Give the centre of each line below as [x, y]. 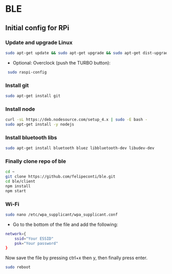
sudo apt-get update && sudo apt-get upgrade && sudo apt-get [73, 53]
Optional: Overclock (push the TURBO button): [62, 62]
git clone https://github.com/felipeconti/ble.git [60, 177]
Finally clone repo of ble [36, 161]
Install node [20, 109]
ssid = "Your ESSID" [34, 239]
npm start [16, 191]
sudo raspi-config [27, 72]
